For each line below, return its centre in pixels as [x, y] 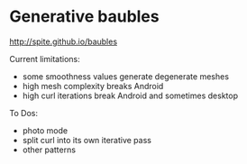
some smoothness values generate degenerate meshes [126, 76]
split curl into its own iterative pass [87, 140]
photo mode [45, 130]
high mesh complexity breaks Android [93, 86]
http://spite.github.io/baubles [64, 41]
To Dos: [24, 113]
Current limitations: [45, 59]
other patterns [49, 150]
